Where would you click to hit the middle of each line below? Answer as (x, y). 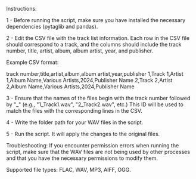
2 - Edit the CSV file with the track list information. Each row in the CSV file (98, 38)
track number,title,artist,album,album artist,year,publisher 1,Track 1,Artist (95, 74)
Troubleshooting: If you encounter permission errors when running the (93, 145)
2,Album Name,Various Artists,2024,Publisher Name (71, 87)
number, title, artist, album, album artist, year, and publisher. (80, 51)
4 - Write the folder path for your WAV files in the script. (75, 122)
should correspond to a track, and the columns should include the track (94, 44)
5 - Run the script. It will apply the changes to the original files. (83, 134)
